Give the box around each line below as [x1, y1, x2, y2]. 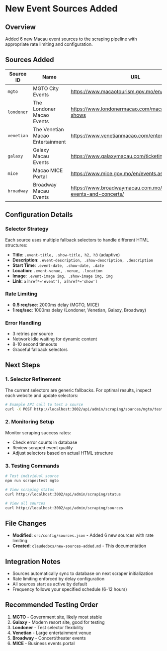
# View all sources [5, 500, 46, 506]
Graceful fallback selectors [12, 346, 68, 353]
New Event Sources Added [5, 3, 118, 14]
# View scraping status [5, 487, 55, 492]
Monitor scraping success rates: [5, 429, 71, 435]
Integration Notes [5, 557, 61, 566]
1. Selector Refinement [5, 376, 61, 383]
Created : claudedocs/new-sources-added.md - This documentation [12, 543, 147, 549]
